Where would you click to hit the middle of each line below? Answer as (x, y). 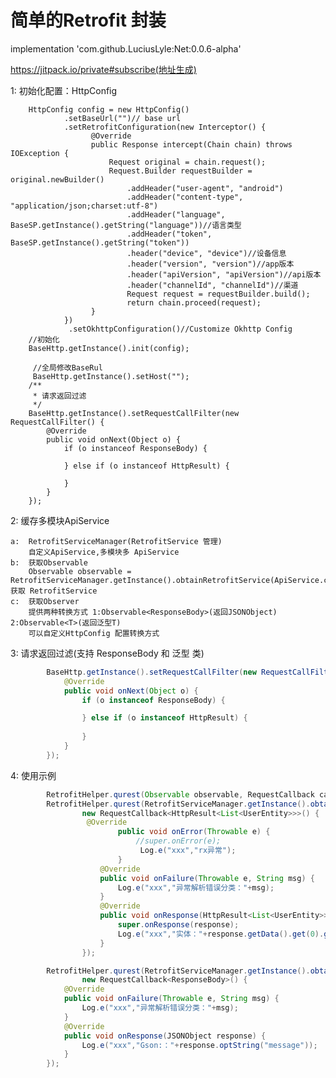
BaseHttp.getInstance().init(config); (109, 348)
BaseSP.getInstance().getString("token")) (100, 242)
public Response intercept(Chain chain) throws (191, 144)
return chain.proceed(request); (194, 302)
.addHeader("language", (176, 214)
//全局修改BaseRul (67, 367)
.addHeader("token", (169, 234)
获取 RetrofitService (54, 591)
